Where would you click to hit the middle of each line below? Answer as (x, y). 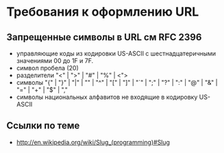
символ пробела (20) (48, 68)
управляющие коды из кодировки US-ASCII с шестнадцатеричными (116, 53)
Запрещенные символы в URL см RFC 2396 (104, 37)
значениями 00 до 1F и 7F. (55, 61)
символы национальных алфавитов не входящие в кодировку (107, 97)
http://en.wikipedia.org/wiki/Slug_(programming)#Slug (93, 142)
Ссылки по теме (43, 126)
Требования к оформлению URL (103, 12)
